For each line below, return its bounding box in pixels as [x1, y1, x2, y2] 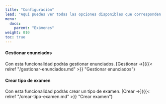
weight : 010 [5, 30, 30, 35]
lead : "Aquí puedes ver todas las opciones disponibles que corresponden [5, 12, 162, 17]
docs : [9, 21, 21, 26]
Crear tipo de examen [5, 77, 51, 83]
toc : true [5, 35, 26, 40]
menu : [5, 16, 16, 21]
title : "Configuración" [5, 7, 55, 12]
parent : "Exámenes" [14, 26, 55, 31]
